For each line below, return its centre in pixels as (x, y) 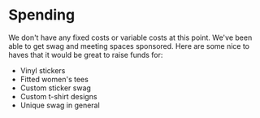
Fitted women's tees (54, 79)
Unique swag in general (60, 105)
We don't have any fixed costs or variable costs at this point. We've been (130, 37)
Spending (42, 15)
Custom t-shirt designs (58, 96)
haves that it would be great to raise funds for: (86, 55)
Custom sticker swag (56, 88)
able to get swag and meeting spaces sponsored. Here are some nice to (129, 46)
